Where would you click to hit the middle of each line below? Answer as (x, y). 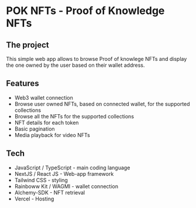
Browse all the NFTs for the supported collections (74, 116)
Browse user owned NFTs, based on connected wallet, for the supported (102, 104)
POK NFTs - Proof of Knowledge (85, 11)
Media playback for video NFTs (52, 135)
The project (27, 45)
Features (23, 83)
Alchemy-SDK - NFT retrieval (50, 192)
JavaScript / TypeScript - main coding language (72, 168)
